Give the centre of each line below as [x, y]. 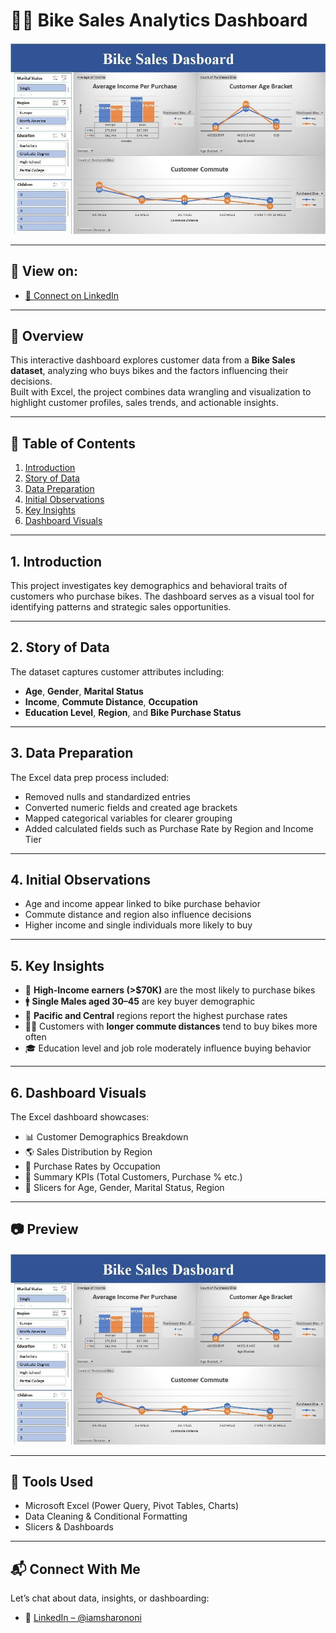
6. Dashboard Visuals [78, 1092]
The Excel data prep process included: [90, 777]
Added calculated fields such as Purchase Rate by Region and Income [169, 828]
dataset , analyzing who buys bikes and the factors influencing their [149, 371]
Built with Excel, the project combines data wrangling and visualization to [161, 392]
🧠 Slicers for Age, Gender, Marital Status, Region [124, 1188]
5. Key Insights [57, 965]
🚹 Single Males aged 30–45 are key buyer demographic [140, 1001]
